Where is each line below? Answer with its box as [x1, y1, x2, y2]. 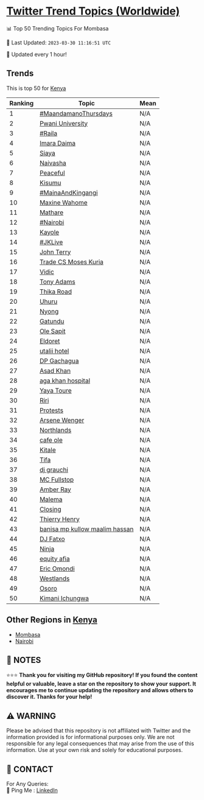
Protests [39, 406, 64, 415]
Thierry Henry [39, 514, 80, 523]
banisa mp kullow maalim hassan [39, 525, 134, 533]
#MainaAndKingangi [39, 188, 98, 197]
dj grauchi [39, 465, 69, 474]
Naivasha [39, 158, 67, 167]
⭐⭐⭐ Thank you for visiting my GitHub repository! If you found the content [6, 672, 198, 679]
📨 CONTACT [6, 764, 54, 774]
